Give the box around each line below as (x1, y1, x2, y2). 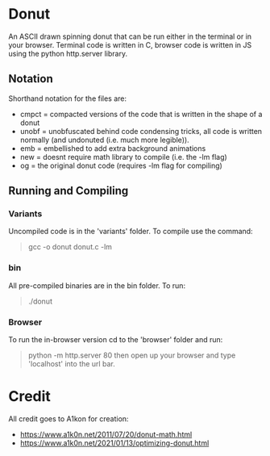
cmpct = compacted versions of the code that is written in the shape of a (19, 109, 263, 119)
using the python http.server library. (8, 48, 127, 58)
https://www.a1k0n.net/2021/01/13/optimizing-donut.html (19, 437, 210, 448)
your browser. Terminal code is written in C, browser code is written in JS (8, 40, 252, 49)
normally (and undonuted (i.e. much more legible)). (19, 135, 189, 144)
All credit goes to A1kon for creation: (8, 413, 129, 424)
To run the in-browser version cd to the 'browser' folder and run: (8, 335, 223, 345)
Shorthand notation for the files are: (8, 94, 127, 103)
